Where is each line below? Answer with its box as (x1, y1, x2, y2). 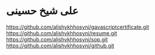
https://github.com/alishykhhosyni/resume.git (6, 29, 117, 36)
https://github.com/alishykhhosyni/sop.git (6, 36, 108, 43)
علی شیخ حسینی (6, 4, 79, 18)
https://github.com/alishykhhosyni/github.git (6, 42, 114, 49)
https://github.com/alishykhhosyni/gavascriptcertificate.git (6, 23, 150, 30)
